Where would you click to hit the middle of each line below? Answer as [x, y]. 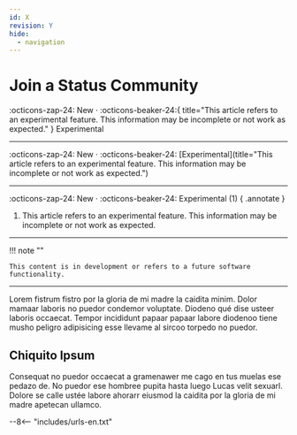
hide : [19, 34]
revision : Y [31, 26]
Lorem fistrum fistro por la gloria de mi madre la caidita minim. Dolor [133, 299]
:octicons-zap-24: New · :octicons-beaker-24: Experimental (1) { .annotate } [147, 199]
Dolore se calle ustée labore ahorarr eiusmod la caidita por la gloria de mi [142, 395]
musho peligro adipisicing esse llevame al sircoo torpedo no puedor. [133, 327]
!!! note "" [27, 251]
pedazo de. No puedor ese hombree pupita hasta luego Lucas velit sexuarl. [146, 386]
